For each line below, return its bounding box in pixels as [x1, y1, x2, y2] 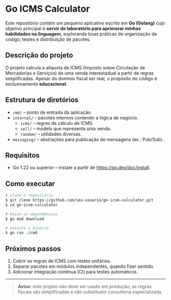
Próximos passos [5, 244, 61, 253]
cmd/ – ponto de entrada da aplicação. [12, 109, 93, 115]
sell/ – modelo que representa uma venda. [20, 126, 111, 132]
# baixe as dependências [5, 211, 58, 217]
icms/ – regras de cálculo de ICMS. [20, 120, 94, 126]
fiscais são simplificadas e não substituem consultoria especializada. [17, 289, 163, 295]
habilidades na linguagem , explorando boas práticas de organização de [5, 31, 157, 37]
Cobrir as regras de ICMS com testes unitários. [12, 258, 111, 264]
